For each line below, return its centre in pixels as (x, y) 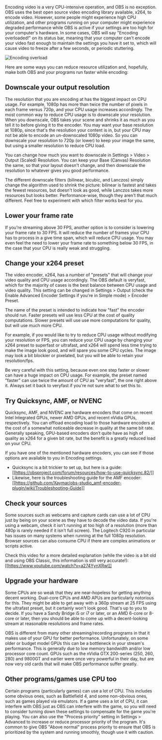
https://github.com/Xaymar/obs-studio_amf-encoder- (68, 483)
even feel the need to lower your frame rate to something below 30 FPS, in (79, 243)
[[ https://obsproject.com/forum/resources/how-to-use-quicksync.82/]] (83, 473)
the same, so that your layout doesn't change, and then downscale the (75, 165)
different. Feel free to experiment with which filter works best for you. (74, 200)
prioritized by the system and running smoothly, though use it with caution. (80, 732)
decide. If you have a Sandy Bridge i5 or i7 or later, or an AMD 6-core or (77, 613)
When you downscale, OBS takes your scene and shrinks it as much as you (80, 120)
